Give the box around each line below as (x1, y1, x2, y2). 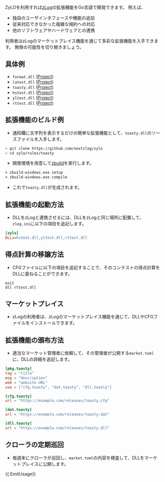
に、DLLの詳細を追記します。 (12, 356, 72, 362)
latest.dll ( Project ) (12, 79, 54, 85)
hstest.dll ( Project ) (12, 89, 54, 96)
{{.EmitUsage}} (5, 471, 36, 477)
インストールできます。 (29, 320, 78, 326)
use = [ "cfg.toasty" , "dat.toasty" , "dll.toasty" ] (5, 385, 112, 389)
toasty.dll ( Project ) (12, 84, 54, 90)
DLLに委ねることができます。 (12, 271, 73, 277)
